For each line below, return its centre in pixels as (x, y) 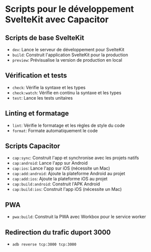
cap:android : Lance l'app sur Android (50, 163)
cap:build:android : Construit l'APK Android (56, 184)
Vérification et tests (36, 76)
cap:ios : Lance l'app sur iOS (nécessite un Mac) (61, 168)
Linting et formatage (37, 114)
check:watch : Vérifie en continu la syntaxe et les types (67, 93)
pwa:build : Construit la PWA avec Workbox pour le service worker (79, 217)
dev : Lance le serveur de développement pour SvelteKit (68, 50)
